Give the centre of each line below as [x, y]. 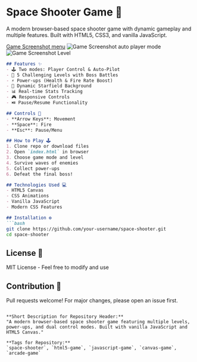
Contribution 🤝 [34, 286]
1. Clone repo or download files [48, 146]
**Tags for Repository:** [38, 343]
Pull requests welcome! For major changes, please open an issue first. [92, 301]
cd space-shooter [28, 234]
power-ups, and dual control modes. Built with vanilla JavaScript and [97, 327]
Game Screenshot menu [36, 47]
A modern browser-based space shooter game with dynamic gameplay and [99, 29]
